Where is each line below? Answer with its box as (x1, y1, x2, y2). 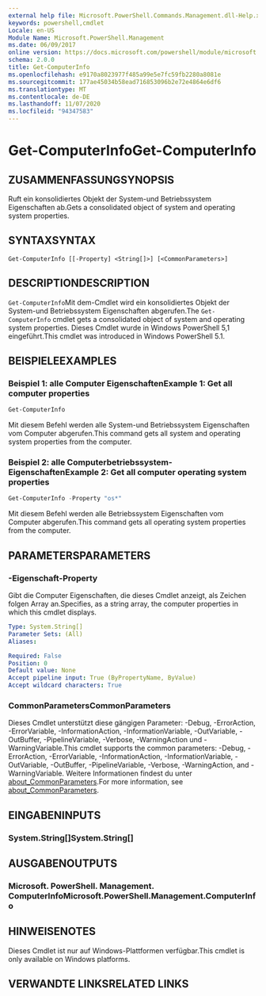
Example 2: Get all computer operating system (64, 467, 247, 478)
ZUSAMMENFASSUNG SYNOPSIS (8, 173, 175, 186)
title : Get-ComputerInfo (8, 63, 90, 71)
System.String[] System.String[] (8, 832, 134, 843)
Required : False (8, 652, 62, 660)
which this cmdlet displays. (8, 607, 97, 617)
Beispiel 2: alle (8, 457, 66, 468)
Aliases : (8, 638, 37, 645)
